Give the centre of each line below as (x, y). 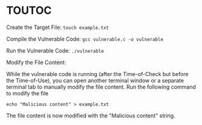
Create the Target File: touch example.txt (58, 27)
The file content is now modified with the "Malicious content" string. (91, 115)
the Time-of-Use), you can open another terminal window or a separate (95, 80)
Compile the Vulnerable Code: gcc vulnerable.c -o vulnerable (85, 39)
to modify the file (27, 93)
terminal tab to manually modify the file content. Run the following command (101, 87)
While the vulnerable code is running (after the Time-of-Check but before (97, 74)
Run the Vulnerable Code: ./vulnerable (55, 50)
